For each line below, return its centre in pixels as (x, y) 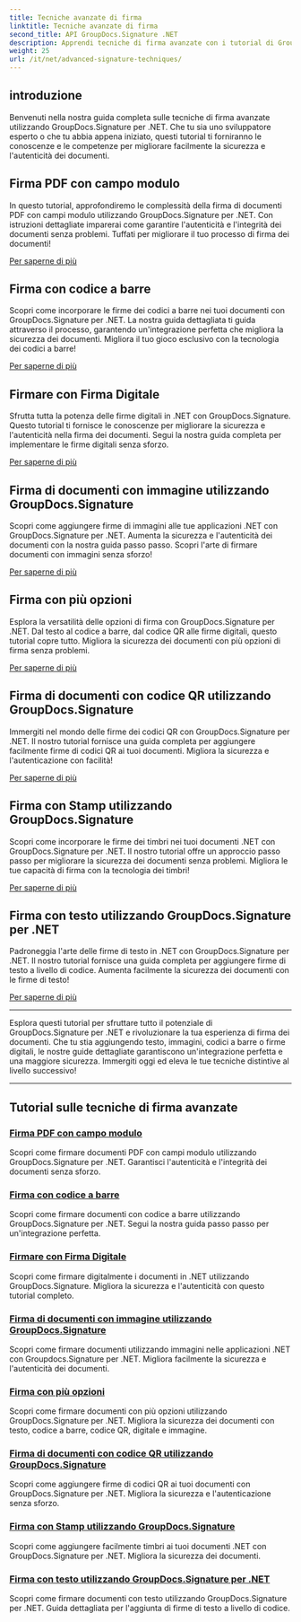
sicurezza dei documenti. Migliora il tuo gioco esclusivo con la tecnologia (144, 339)
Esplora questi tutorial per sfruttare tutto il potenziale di (111, 1023)
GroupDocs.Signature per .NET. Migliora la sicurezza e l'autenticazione (140, 1494)
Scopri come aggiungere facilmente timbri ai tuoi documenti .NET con (138, 1546)
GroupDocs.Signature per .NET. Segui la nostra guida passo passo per (139, 1224)
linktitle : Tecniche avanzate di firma (84, 26)
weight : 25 (30, 51)
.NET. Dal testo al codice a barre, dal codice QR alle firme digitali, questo (143, 631)
